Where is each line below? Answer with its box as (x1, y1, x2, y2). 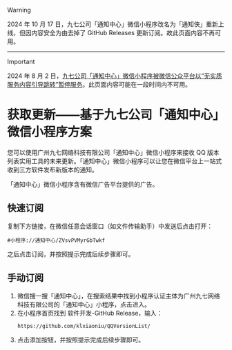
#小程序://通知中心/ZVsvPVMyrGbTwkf (7, 237, 106, 244)
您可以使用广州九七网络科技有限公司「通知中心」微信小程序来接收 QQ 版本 (7, 148, 220, 156)
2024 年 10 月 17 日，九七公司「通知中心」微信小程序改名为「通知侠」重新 (7, 20, 219, 28)
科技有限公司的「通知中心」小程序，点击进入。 (17, 300, 151, 309)
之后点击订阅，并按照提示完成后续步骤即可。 (7, 249, 135, 258)
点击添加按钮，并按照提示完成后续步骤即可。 (17, 336, 145, 344)
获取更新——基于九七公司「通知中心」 (7, 107, 226, 123)
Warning (7, 6, 31, 14)
